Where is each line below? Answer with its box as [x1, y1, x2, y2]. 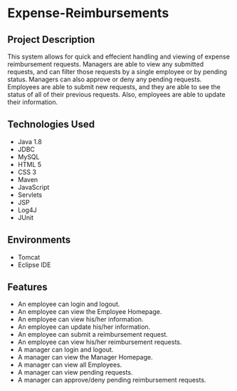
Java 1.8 [17, 137, 43, 146]
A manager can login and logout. [17, 345, 114, 354]
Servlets [17, 191, 43, 199]
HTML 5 [17, 160, 42, 168]
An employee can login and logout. [17, 300, 120, 308]
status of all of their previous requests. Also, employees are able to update [7, 91, 226, 98]
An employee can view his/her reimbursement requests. [17, 337, 182, 347]
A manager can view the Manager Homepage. [17, 353, 153, 362]
